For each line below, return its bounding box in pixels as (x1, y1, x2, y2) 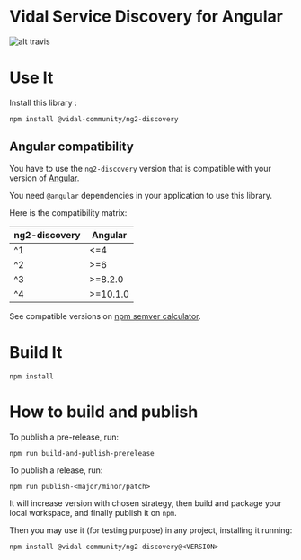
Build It (9, 342, 63, 362)
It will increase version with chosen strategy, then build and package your (9, 497, 282, 509)
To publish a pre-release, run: (9, 431, 120, 442)
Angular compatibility (9, 139, 135, 155)
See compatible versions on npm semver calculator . (9, 310, 201, 321)
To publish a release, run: (9, 465, 103, 476)
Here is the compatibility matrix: (9, 207, 128, 218)
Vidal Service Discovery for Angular (9, 6, 284, 27)
